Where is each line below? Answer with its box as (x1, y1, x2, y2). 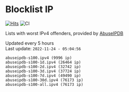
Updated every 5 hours (5, 40, 54, 46)
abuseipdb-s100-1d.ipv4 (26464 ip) (5, 59, 81, 65)
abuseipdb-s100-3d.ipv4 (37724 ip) (5, 69, 81, 74)
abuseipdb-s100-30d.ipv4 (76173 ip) (5, 77, 83, 82)
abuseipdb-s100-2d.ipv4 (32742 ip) (5, 64, 81, 69)
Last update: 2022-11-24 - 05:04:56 (5, 45, 81, 51)
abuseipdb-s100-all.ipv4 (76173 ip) (5, 82, 83, 87)
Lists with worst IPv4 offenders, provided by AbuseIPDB (5, 30, 124, 36)
